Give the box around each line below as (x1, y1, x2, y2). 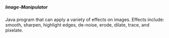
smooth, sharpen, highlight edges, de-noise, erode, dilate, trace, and (5, 21, 150, 27)
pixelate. (5, 27, 23, 33)
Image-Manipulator (5, 4, 48, 10)
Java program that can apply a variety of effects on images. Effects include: (5, 16, 164, 22)
